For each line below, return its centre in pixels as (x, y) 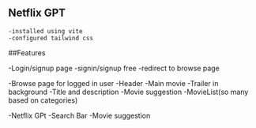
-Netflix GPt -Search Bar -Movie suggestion (79, 115)
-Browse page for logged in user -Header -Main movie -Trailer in (113, 83)
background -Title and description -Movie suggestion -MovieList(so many (128, 92)
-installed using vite (45, 31)
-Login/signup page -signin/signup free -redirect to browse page (114, 68)
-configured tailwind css (51, 38)
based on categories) (43, 100)
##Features (27, 53)
